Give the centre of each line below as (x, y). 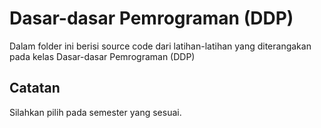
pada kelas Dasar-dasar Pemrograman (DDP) (102, 56)
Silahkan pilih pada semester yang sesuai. (95, 112)
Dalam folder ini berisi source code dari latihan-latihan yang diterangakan (160, 46)
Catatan (35, 88)
